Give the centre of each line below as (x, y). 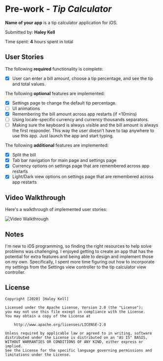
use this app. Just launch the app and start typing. (63, 136)
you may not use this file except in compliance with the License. (75, 312)
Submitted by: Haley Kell (30, 32)
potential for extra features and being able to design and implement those (79, 257)
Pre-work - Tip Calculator (58, 9)
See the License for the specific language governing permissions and (79, 350)
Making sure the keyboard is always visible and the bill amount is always (85, 125)
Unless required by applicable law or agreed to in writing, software (79, 333)
